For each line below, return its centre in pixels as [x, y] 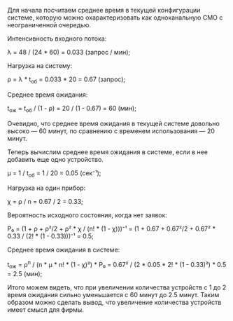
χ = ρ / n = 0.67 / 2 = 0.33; [45, 202]
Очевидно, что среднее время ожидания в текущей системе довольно [114, 123]
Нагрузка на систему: [40, 66]
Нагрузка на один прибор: [47, 188]
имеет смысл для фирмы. [45, 309]
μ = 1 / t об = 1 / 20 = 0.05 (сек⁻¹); [54, 173]
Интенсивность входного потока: [57, 39]
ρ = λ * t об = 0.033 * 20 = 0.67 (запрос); [66, 80]
